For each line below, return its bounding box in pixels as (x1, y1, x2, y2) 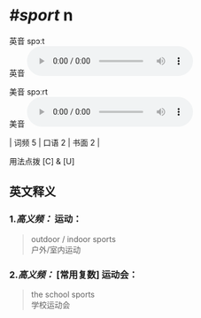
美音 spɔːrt (9, 86, 49, 97)
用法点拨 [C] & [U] (9, 155, 75, 166)
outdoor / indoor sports (30, 233, 117, 244)
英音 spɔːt (9, 35, 45, 46)
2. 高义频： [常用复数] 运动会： (9, 269, 139, 281)
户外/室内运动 (30, 244, 81, 254)
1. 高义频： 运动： (9, 213, 82, 225)
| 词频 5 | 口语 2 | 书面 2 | (9, 137, 100, 148)
